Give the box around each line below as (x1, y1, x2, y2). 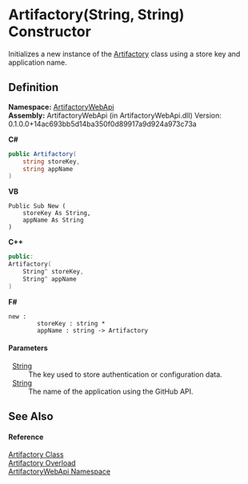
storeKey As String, (22, 210, 91, 218)
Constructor (8, 22, 92, 41)
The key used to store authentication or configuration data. (28, 370, 222, 379)
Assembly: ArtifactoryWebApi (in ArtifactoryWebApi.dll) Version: (8, 110, 222, 120)
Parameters (8, 343, 48, 353)
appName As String (22, 216, 84, 225)
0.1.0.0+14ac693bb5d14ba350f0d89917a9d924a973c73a (8, 118, 198, 129)
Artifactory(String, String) (8, 6, 185, 24)
